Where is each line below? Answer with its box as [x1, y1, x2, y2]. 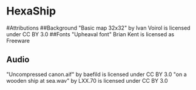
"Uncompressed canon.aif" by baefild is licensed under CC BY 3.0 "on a [6, 71, 187, 78]
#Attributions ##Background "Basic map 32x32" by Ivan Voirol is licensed [6, 24, 191, 31]
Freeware [6, 37, 30, 44]
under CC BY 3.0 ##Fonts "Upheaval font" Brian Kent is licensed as [6, 30, 175, 37]
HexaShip [6, 4, 56, 18]
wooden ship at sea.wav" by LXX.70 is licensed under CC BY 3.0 [6, 77, 168, 84]
